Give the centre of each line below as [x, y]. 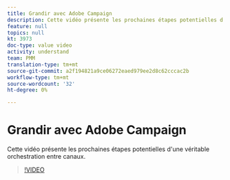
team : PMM [21, 58]
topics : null [26, 33]
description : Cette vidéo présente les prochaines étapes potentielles [112, 20]
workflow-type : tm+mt [38, 77]
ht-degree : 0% [28, 90]
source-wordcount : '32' [41, 84]
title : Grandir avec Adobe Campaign [60, 13]
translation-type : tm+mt [43, 65]
